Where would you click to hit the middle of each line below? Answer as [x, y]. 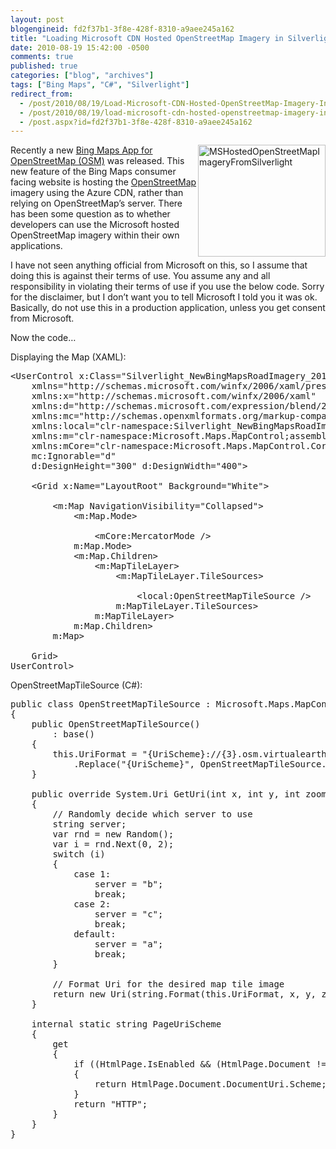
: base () [73, 734]
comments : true [42, 57]
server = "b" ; [129, 884]
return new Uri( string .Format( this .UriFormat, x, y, [184, 994]
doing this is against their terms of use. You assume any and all [140, 276]
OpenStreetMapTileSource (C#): [76, 685]
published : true [44, 66]
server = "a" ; [129, 944]
